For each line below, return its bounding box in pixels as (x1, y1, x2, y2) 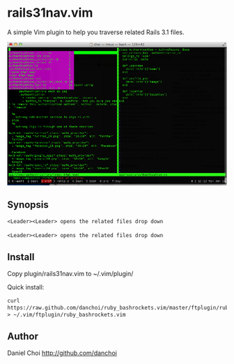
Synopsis (7, 199, 49, 211)
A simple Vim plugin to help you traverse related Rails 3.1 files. (7, 28, 185, 36)
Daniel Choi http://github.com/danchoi (7, 349, 117, 357)
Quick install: (7, 283, 45, 291)
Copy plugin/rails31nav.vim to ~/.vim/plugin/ (7, 270, 134, 278)
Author (7, 330, 38, 342)
